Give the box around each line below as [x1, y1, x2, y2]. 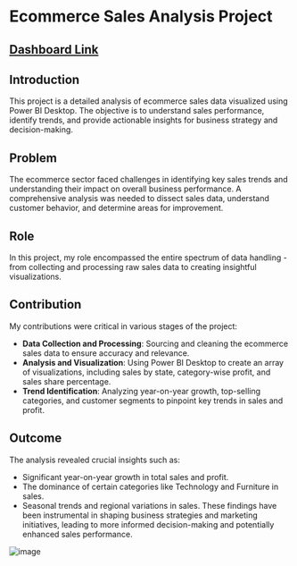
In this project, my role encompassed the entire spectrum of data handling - [9, 252, 287, 263]
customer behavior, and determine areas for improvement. [9, 203, 224, 214]
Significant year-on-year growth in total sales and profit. [21, 471, 229, 482]
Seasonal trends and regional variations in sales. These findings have [21, 500, 277, 511]
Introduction [9, 72, 80, 87]
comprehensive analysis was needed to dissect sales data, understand [9, 193, 270, 204]
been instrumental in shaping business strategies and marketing [21, 510, 259, 520]
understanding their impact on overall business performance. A [9, 183, 243, 194]
